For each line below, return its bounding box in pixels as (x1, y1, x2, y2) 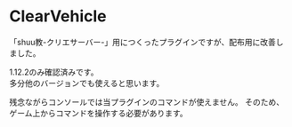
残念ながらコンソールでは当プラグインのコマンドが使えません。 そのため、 (9, 96, 285, 107)
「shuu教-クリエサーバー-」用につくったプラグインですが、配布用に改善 (9, 36, 276, 47)
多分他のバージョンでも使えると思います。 (9, 77, 165, 88)
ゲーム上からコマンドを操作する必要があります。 (9, 107, 189, 118)
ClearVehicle (9, 6, 107, 27)
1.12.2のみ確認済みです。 (9, 67, 99, 77)
